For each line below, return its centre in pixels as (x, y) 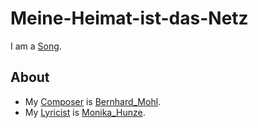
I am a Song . (36, 46)
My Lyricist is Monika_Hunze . (85, 112)
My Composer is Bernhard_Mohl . (93, 101)
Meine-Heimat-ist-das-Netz (129, 18)
